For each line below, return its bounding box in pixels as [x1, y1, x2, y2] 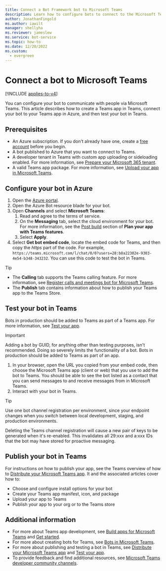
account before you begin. [12, 144, 67, 150]
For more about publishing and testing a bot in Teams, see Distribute [12, 544, 152, 550]
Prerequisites [5, 125, 47, 133]
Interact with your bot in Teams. [12, 388, 78, 394]
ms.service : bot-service [5, 35, 56, 40]
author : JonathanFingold [5, 16, 56, 21]
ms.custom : [5, 48, 28, 53]
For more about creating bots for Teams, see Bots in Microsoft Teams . [12, 539, 155, 545]
